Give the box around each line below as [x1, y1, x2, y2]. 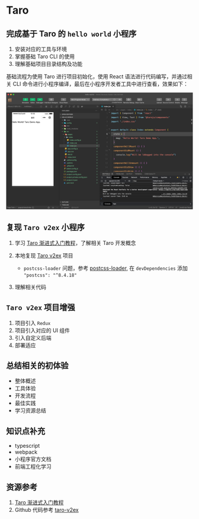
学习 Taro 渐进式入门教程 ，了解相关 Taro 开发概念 [14, 239, 136, 246]
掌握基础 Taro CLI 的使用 [14, 53, 75, 60]
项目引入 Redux [14, 319, 51, 326]
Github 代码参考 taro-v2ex [14, 507, 79, 514]
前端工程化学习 [14, 463, 52, 470]
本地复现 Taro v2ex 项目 [14, 251, 73, 259]
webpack [14, 448, 37, 456]
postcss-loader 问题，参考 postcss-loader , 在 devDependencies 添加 [23, 265, 188, 272]
